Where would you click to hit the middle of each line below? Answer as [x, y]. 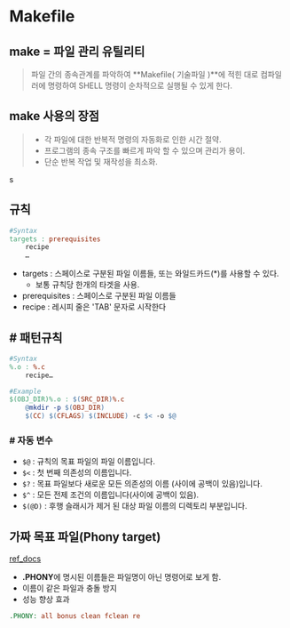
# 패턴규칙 [36, 338]
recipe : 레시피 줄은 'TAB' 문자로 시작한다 [94, 307]
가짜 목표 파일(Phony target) [85, 537]
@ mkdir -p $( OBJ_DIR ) [65, 408]
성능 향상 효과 [46, 600]
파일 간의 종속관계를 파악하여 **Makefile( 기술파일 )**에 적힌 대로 [145, 74]
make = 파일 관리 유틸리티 [77, 51]
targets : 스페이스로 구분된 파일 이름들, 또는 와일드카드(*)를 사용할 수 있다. [150, 274]
